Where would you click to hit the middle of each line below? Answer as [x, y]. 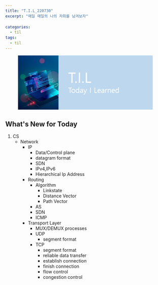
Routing [36, 180]
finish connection [61, 266]
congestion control [63, 277]
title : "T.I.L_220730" [29, 11]
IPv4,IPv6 [45, 169]
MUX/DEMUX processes [61, 228]
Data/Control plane [55, 152]
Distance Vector [60, 196]
